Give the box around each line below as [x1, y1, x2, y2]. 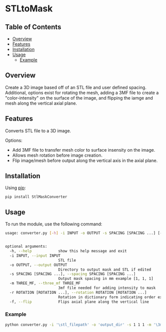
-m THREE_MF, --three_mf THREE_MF [9, 281, 81, 286]
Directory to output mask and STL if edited [58, 267, 152, 272]
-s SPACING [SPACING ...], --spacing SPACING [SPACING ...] [9, 272, 136, 277]
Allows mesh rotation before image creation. [12, 152, 103, 158]
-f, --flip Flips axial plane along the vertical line [9, 299, 149, 304]
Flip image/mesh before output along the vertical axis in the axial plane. [12, 157, 158, 164]
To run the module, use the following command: [5, 221, 103, 227]
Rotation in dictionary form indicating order [58, 294, 156, 300]
